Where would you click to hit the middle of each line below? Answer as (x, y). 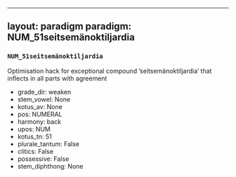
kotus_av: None (40, 106)
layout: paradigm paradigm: (70, 26)
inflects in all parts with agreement (57, 78)
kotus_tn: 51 (35, 136)
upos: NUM (34, 129)
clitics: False (35, 151)
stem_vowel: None (44, 99)
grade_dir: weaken (44, 92)
